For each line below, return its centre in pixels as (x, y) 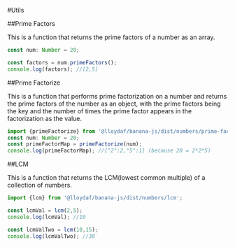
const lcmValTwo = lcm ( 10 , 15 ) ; (53, 230)
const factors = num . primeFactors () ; (62, 62)
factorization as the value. (45, 118)
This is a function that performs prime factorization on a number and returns (117, 96)
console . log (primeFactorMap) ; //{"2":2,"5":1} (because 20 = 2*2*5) (109, 151)
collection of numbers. (40, 185)
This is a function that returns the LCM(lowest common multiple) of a (106, 178)
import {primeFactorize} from (51, 131)
